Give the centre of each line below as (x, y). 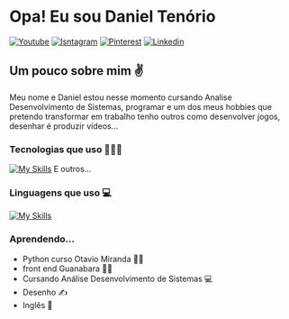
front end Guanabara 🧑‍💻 (67, 269)
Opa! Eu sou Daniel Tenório (113, 17)
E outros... (72, 169)
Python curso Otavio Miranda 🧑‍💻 (83, 259)
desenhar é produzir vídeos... (64, 126)
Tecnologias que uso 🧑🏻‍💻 (66, 149)
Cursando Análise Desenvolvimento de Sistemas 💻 (117, 278)
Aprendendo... (42, 239)
